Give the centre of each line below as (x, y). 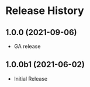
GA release (27, 46)
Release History (45, 11)
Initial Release (31, 79)
